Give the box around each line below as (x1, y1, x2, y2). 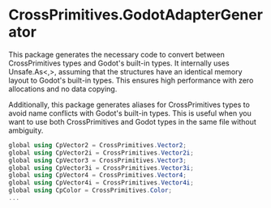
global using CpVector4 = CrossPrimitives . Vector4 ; (8, 172, 187, 180)
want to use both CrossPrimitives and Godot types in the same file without (8, 117, 257, 126)
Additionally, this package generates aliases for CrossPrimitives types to (8, 100, 250, 109)
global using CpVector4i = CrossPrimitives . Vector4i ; (8, 179, 195, 187)
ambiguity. (8, 125, 44, 135)
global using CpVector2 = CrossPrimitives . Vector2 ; (8, 141, 187, 149)
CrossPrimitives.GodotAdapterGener (8, 6, 264, 24)
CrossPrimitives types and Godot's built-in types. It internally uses (8, 58, 230, 68)
